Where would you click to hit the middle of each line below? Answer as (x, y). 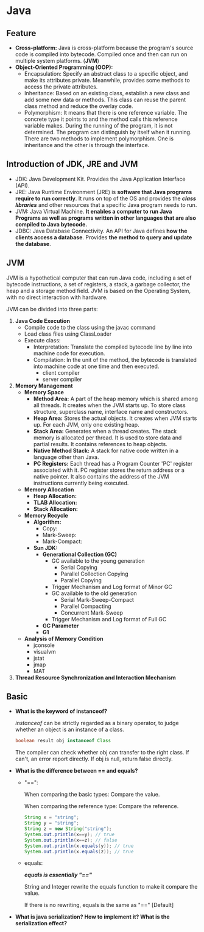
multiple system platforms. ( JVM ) (57, 61)
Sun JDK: (45, 547)
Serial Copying (79, 567)
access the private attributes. (61, 87)
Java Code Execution (42, 320)
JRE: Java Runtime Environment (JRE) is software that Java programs (104, 192)
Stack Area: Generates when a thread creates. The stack (105, 431)
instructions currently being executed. (81, 483)
